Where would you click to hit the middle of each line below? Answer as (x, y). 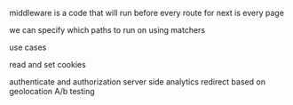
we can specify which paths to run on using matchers (107, 30)
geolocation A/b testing (52, 91)
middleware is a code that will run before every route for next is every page (146, 13)
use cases (28, 47)
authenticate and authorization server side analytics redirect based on (138, 82)
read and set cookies (48, 65)
